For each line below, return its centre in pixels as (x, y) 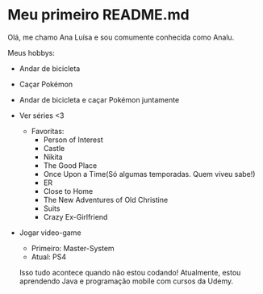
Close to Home (68, 191)
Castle (54, 148)
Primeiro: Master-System (73, 248)
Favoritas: (48, 131)
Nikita (53, 157)
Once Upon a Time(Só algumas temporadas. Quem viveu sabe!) (149, 174)
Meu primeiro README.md (99, 15)
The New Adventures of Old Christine (106, 199)
